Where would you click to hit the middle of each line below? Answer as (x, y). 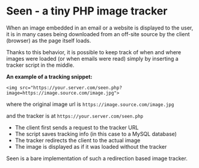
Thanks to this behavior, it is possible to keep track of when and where (94, 52)
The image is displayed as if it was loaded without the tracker (91, 146)
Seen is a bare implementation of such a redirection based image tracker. (97, 158)
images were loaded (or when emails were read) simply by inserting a (92, 58)
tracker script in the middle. (40, 65)
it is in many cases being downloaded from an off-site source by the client (98, 34)
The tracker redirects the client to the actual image (78, 140)
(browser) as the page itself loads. (49, 40)
